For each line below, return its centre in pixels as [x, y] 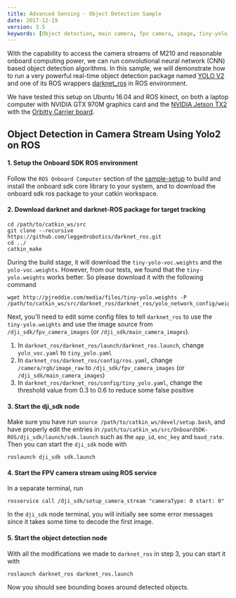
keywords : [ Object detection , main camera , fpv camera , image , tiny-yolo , [119, 33]
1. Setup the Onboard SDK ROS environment [73, 163]
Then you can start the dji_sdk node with [67, 445]
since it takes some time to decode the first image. [80, 522]
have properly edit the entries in [53, 429]
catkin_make [25, 249]
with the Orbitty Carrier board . [51, 112]
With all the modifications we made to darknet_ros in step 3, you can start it [117, 554]
